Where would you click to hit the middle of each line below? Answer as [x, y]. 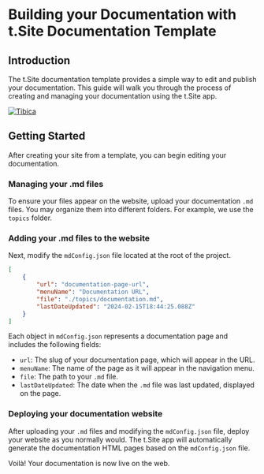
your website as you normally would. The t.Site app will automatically [120, 439]
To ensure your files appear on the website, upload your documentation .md [131, 201]
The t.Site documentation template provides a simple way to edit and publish [133, 79]
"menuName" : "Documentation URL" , [93, 292]
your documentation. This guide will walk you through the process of [120, 88]
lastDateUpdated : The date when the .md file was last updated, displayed [137, 385]
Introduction [39, 60]
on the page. [40, 394]
